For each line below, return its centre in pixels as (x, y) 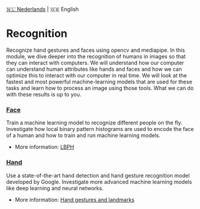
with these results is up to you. (44, 94)
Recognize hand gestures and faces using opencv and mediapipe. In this (96, 50)
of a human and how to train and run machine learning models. (84, 135)
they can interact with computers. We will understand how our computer (95, 63)
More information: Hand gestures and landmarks (75, 199)
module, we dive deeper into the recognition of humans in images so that (96, 56)
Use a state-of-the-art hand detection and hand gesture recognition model (98, 175)
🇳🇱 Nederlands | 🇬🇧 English (43, 9)
